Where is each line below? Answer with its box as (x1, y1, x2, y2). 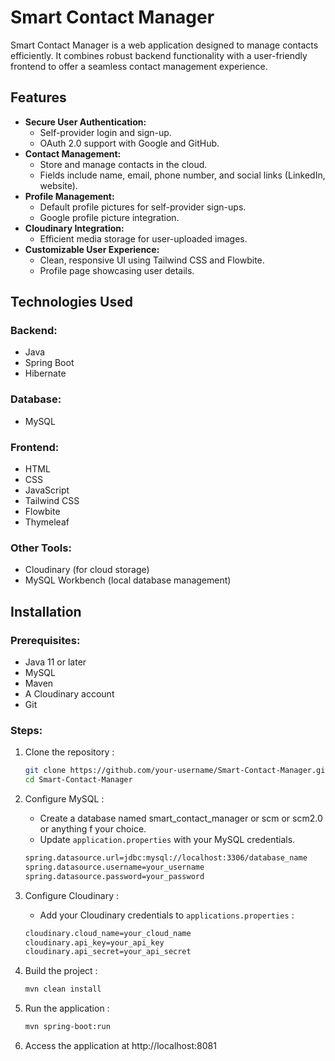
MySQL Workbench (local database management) (24, 574, 232, 586)
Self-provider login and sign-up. (39, 126, 172, 138)
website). (39, 179, 78, 191)
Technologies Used (10, 294, 133, 311)
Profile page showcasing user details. (39, 264, 195, 276)
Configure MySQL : (24, 793, 105, 805)
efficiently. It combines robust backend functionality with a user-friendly (10, 49, 308, 61)
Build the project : (24, 965, 98, 977)
